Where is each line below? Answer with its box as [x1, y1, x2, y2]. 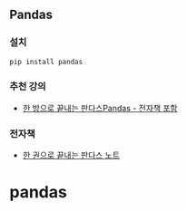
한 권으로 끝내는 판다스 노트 [22, 149, 121, 161]
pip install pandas [9, 57, 84, 66]
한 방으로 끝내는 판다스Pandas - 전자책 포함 [22, 102, 178, 113]
